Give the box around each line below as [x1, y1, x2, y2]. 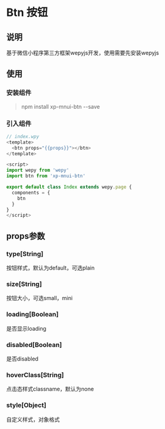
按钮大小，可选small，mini [6, 295, 73, 302]
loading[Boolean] [6, 310, 59, 318]
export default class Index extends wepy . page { [6, 184, 132, 190]
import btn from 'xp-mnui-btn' [6, 173, 86, 179]
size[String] [6, 279, 43, 288]
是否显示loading [6, 324, 47, 332]
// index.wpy [6, 133, 40, 139]
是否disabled [6, 355, 38, 362]
